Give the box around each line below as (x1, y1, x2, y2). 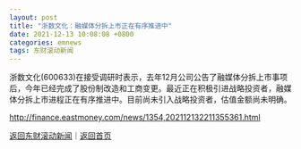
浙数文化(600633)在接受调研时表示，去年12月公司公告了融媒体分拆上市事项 (9, 72, 288, 83)
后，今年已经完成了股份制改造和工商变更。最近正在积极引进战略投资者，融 (9, 83, 284, 94)
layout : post (9, 12, 58, 22)
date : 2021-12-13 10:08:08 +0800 (9, 29, 134, 38)
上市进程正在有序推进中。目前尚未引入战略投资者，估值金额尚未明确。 (32, 95, 292, 105)
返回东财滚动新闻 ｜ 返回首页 (9, 130, 112, 141)
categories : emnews (9, 37, 82, 47)
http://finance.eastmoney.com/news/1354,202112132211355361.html (9, 112, 262, 123)
